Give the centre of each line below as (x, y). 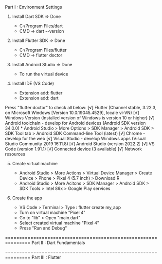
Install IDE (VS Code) (33, 83)
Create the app (27, 198)
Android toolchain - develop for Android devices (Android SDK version (75, 123)
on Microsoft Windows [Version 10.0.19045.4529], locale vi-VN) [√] (72, 113)
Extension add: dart (39, 98)
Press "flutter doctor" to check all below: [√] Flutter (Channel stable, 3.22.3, (81, 107)
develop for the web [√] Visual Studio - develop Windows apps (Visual (75, 139)
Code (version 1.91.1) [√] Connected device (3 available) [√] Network (73, 149)
